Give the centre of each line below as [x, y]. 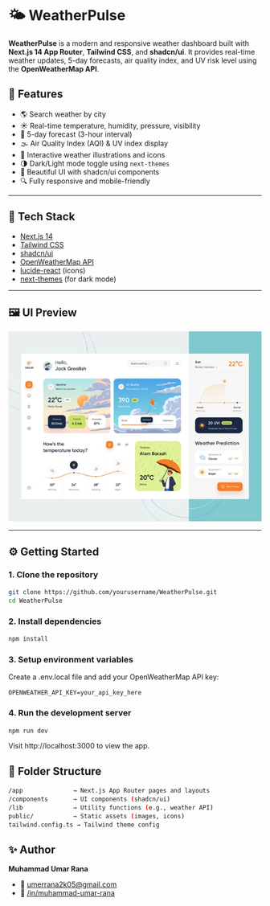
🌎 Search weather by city [63, 114]
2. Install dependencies [55, 621]
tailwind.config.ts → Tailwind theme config [84, 825]
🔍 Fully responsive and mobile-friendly [85, 181]
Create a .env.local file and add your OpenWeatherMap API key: [114, 677]
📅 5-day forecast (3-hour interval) [76, 134]
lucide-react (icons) [53, 270]
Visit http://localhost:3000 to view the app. [79, 746]
